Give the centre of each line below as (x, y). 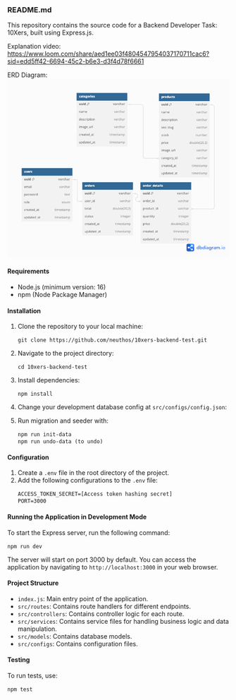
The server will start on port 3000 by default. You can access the (102, 560)
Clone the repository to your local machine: (80, 327)
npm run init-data (44, 435)
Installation (24, 310)
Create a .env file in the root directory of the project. (93, 473)
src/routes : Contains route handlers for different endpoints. (104, 606)
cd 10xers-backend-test (52, 367)
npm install (35, 394)
